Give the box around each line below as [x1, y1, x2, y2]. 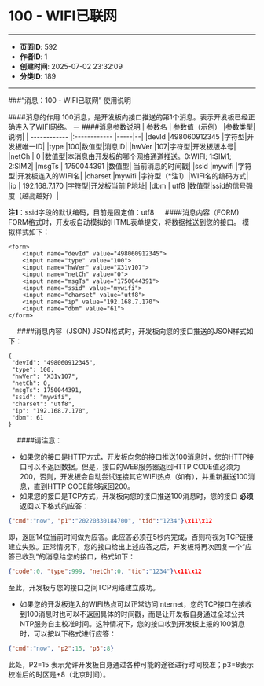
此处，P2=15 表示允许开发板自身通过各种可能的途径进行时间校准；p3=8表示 [8, 659, 254, 669]
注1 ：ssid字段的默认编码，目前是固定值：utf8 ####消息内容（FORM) [8, 207, 240, 217]
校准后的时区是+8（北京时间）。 [8, 669, 110, 679]
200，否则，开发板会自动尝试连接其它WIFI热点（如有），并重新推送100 [19, 471, 248, 481]
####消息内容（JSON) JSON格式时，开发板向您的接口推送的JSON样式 [16, 326, 247, 336]
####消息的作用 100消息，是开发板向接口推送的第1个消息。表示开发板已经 [8, 112, 249, 122]
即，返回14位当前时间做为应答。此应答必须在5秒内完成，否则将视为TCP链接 [8, 532, 254, 541]
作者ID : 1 [19, 52, 48, 61]
